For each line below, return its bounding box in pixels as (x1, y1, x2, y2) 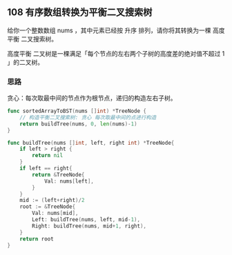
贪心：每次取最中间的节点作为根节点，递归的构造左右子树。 (7, 94, 177, 102)
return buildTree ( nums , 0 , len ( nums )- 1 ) (19, 120, 137, 127)
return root (19, 235, 54, 243)
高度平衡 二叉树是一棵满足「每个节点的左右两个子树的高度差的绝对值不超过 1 (7, 49, 225, 57)
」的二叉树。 (7, 58, 43, 66)
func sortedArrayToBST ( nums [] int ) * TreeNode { (7, 108, 147, 115)
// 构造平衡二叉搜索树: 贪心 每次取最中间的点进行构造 (19, 114, 157, 121)
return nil (32, 152, 64, 159)
